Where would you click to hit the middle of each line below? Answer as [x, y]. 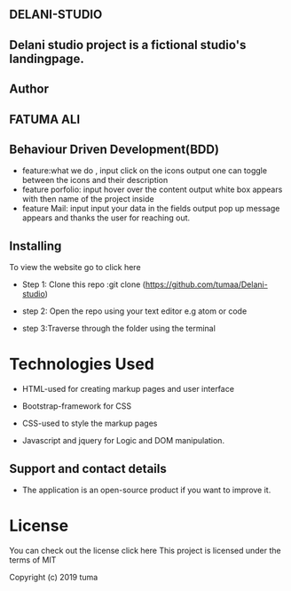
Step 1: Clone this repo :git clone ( [84, 284]
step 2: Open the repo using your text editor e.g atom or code [134, 311]
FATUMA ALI [45, 119]
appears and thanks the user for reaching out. [106, 218]
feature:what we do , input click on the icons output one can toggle [145, 171]
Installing [35, 246]
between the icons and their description [95, 180]
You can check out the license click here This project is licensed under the [145, 550]
